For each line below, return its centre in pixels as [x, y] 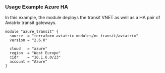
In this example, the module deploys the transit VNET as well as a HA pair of [83, 18]
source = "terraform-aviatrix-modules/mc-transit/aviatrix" [74, 36]
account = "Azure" [29, 62]
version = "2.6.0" [29, 40]
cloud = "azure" [29, 49]
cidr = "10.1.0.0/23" [35, 57]
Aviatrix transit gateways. [31, 23]
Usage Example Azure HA [37, 7]
